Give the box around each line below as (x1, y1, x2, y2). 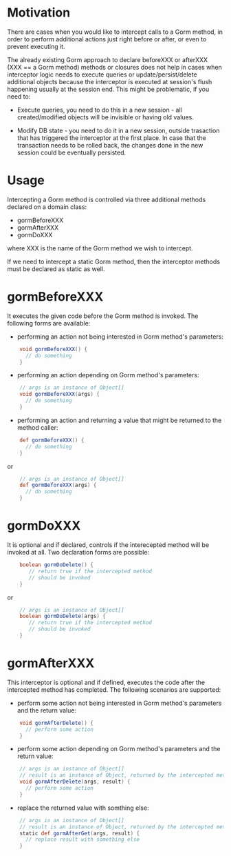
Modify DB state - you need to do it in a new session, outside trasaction (16, 126, 220, 135)
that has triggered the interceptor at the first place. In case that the (16, 133, 206, 142)
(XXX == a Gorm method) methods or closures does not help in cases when (7, 63, 222, 71)
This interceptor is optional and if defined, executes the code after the (7, 678, 206, 686)
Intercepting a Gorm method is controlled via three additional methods (7, 195, 206, 203)
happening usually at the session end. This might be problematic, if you (7, 85, 210, 93)
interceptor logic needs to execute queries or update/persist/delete (7, 70, 197, 79)
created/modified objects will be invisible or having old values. (16, 112, 194, 121)
